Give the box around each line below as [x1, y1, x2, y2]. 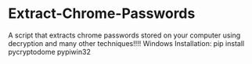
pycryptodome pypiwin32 [8, 47, 92, 56]
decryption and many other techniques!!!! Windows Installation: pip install [8, 38, 245, 48]
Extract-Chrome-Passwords [8, 5, 196, 23]
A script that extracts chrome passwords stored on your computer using [8, 30, 241, 40]
